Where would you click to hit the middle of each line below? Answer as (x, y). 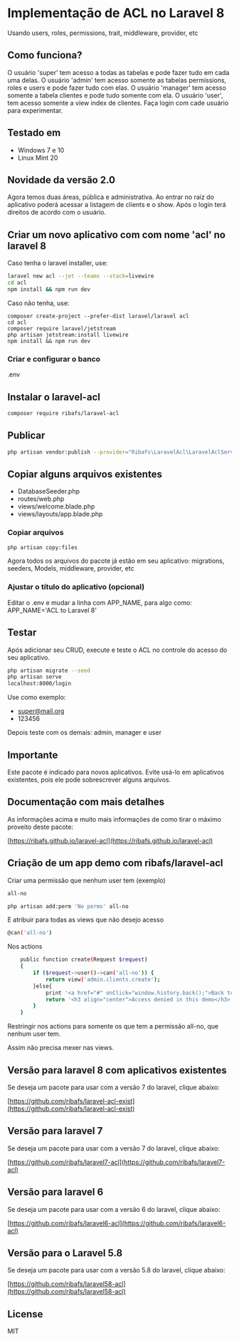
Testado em (34, 133)
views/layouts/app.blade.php (60, 514)
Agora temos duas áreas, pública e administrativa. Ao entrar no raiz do (111, 197)
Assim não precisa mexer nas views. (61, 1048)
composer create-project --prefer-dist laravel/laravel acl (99, 316)
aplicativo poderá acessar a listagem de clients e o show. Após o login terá (117, 205)
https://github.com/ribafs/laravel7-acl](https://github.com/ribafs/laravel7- (117, 1162)
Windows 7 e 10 (41, 150)
